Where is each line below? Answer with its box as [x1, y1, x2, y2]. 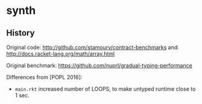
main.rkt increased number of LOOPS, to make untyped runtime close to [14, 85, 196, 93]
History [6, 28, 35, 38]
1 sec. [14, 92, 30, 99]
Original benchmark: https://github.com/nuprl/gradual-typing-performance [6, 62, 193, 69]
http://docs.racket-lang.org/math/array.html [6, 50, 115, 57]
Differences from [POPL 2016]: [6, 74, 83, 80]
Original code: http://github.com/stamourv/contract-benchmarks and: [6, 44, 179, 51]
